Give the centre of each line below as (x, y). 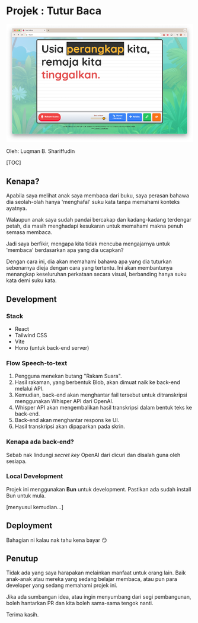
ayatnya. (17, 208)
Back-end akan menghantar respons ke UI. (67, 420)
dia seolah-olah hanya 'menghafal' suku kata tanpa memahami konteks (93, 202)
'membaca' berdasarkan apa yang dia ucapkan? (65, 250)
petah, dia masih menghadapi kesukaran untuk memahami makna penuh (95, 226)
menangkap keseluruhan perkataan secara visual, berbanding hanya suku (96, 274)
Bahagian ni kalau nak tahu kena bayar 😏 (57, 540)
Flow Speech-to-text (37, 363)
